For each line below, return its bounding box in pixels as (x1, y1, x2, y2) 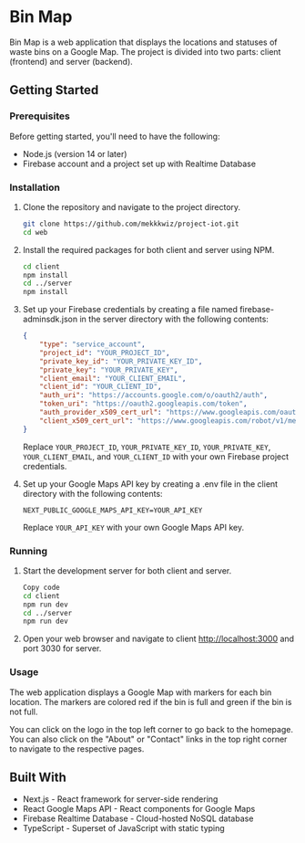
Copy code (22, 583, 61, 592)
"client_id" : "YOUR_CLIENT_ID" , (39, 382, 162, 392)
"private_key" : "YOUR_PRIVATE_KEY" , (39, 365, 178, 374)
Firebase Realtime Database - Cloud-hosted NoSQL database (22, 813, 254, 824)
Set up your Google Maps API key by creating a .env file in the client (22, 478, 279, 490)
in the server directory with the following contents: (79, 313, 269, 325)
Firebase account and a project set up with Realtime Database (22, 158, 257, 169)
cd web (22, 227, 48, 237)
